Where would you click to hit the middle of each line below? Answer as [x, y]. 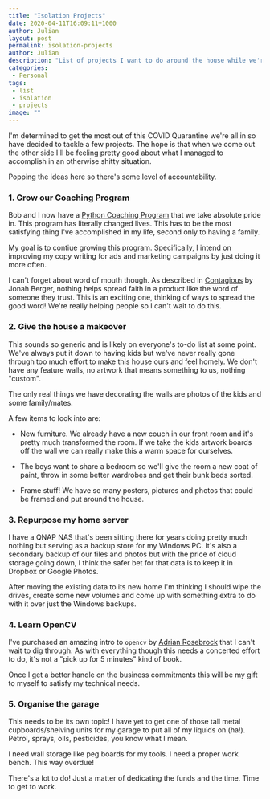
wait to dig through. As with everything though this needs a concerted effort [134, 650]
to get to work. [33, 787]
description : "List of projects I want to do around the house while [127, 61]
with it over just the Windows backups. [72, 604]
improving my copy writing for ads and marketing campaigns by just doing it [134, 256]
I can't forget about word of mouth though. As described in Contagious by [131, 280]
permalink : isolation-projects [61, 46]
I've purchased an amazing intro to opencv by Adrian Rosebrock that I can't [132, 642]
